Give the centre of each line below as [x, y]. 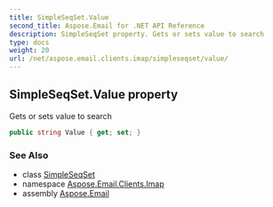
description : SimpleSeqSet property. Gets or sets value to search [137, 34]
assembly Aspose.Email [65, 193]
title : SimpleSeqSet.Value [59, 17]
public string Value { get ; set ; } [75, 132]
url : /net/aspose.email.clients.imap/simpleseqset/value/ [119, 59]
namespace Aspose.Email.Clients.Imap [93, 184]
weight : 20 [29, 51]
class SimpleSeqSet [58, 174]
